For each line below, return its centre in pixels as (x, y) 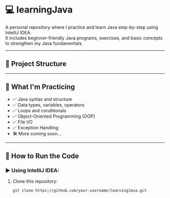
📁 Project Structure (36, 64)
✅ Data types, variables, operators (49, 105)
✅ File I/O (23, 122)
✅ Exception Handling (35, 127)
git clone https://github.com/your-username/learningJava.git (79, 191)
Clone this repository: (35, 181)
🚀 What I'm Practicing (40, 87)
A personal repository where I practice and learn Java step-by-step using (82, 27)
